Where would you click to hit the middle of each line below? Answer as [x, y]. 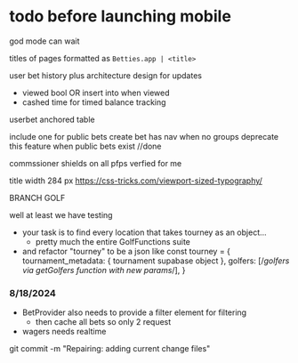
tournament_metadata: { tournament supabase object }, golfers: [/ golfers [156, 261]
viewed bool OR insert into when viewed [96, 93]
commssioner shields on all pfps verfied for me [96, 163]
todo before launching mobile [120, 16]
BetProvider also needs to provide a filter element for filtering [134, 312]
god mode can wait [44, 41]
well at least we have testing [61, 214]
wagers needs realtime [64, 332]
